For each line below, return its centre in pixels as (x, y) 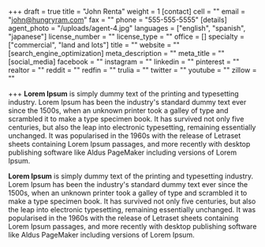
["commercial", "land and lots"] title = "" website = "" (94, 45)
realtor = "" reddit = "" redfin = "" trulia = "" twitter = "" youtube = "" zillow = (132, 70)
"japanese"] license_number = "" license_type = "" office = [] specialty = (126, 36)
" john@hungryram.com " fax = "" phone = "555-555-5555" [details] (118, 20)
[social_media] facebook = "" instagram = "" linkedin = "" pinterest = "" (124, 62)
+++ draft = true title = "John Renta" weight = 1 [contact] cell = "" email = (127, 11)
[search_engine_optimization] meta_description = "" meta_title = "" (116, 53)
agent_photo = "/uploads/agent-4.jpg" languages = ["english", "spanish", (127, 28)
